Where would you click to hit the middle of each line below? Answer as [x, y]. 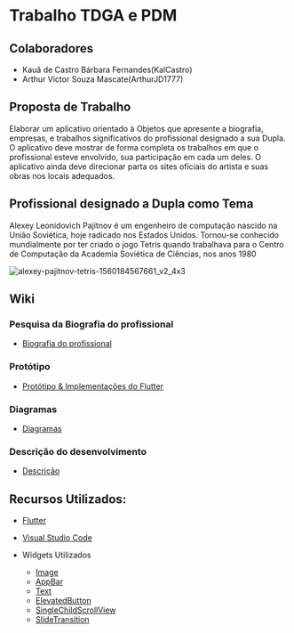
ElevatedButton [63, 601]
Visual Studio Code [57, 538]
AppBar [49, 582]
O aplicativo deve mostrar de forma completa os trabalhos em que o [134, 147]
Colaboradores [52, 49]
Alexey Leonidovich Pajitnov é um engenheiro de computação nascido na [143, 225]
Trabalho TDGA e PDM [93, 16]
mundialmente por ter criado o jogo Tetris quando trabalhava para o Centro [147, 244]
